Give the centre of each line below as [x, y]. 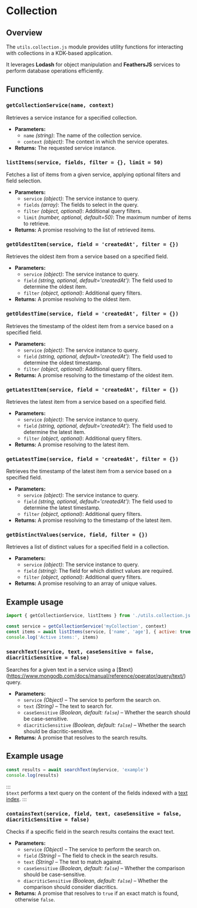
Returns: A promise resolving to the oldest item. [73, 299]
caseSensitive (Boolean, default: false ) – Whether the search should [107, 713]
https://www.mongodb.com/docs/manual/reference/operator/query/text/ [96, 676]
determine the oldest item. [55, 287]
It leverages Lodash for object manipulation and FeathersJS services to [93, 64]
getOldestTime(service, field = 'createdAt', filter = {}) [92, 314]
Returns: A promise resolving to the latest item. [72, 445]
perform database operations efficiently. [55, 71]
